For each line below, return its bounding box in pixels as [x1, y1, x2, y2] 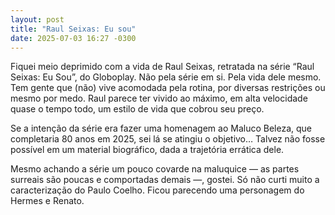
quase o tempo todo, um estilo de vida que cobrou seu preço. [10, 103, 265, 115]
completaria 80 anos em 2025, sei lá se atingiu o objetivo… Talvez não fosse [10, 133, 326, 145]
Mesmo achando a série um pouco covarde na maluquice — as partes [10, 163, 300, 175]
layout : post [10, 14, 65, 25]
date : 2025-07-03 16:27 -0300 [10, 33, 137, 43]
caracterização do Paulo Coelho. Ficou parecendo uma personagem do [10, 184, 305, 196]
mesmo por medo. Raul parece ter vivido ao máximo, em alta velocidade [10, 92, 308, 105]
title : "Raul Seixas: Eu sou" [10, 24, 137, 34]
